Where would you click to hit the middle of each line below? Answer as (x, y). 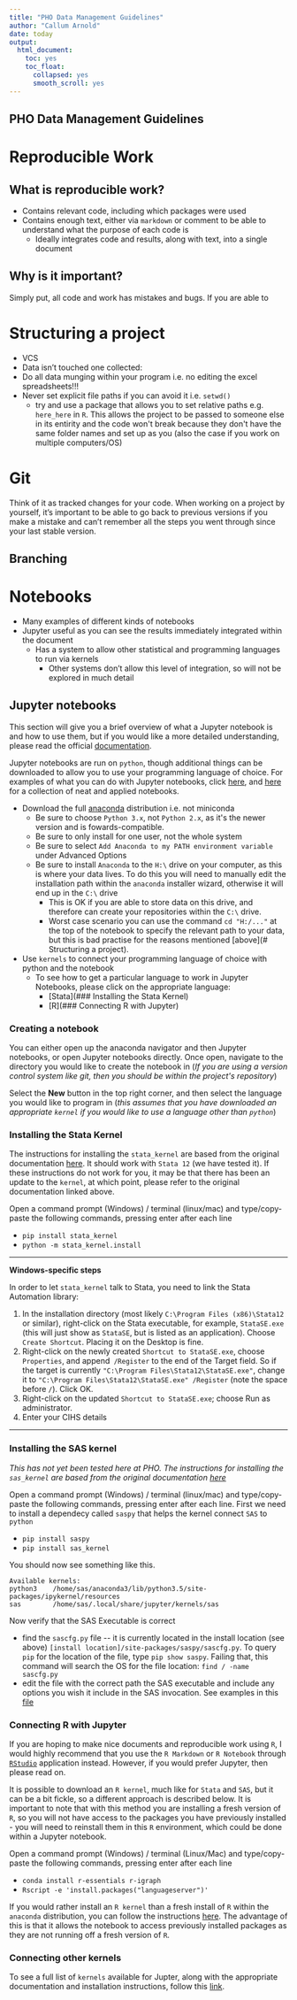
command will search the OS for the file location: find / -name (135, 1665)
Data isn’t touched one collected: (82, 367)
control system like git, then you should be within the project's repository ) (143, 1076)
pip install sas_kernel (66, 1548)
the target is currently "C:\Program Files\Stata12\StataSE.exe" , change (153, 1370)
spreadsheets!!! (50, 386)
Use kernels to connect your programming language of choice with (145, 958)
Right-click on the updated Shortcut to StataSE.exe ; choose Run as (146, 1398)
